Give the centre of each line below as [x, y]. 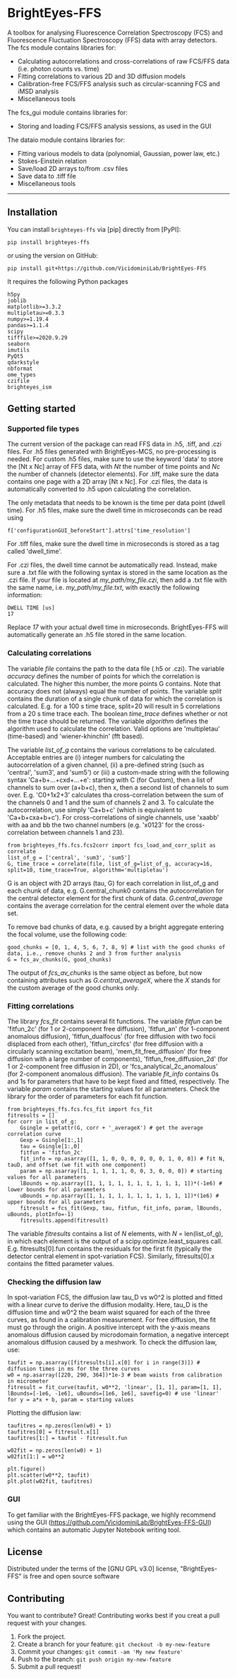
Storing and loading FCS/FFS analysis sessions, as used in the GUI [114, 126]
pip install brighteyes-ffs [49, 242]
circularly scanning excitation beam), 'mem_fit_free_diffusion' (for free [109, 1052]
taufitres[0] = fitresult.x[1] [53, 1432]
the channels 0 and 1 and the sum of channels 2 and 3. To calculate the [111, 802]
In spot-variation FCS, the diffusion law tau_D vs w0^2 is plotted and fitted [115, 1297]
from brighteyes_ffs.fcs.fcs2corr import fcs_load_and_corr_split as [112, 845]
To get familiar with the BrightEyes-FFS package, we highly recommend [112, 1515]
